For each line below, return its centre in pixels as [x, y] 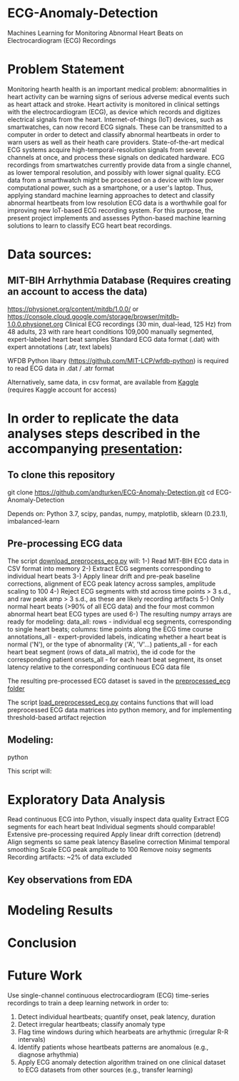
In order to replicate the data [93, 418]
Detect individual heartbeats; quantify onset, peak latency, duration [117, 1017]
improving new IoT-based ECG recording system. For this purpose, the [111, 210]
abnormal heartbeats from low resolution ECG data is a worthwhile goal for [117, 203]
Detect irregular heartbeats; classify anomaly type [91, 1025]
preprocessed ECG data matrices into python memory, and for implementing [119, 710]
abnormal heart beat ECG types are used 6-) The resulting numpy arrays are [120, 614]
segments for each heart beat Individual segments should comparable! [111, 827]
